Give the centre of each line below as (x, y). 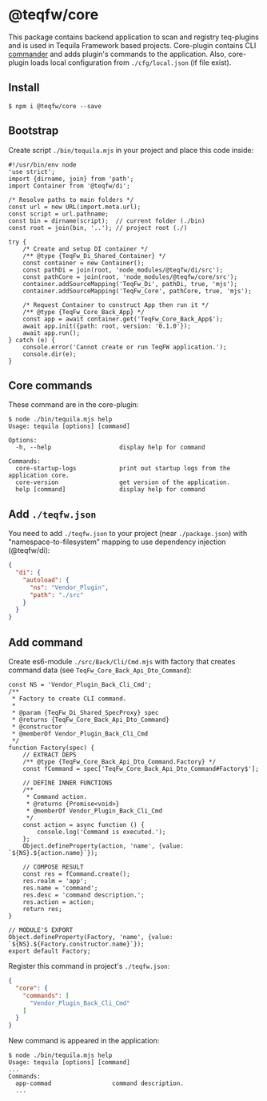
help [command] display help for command (110, 490)
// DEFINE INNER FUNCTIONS (68, 783)
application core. (39, 476)
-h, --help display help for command (110, 448)
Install (24, 88)
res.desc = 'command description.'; (84, 895)
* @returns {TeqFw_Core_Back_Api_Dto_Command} (91, 720)
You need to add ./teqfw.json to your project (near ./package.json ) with (128, 534)
